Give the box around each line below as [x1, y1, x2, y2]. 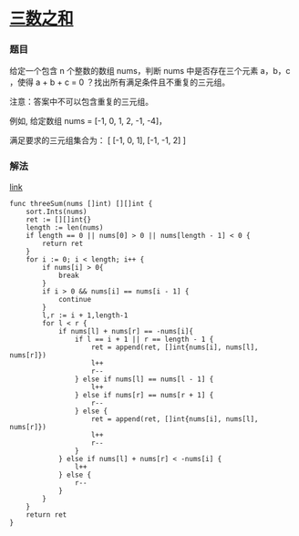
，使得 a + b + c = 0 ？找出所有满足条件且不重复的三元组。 [9, 77, 231, 88]
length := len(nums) [26, 222, 104, 232]
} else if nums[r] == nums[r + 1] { [74, 390, 214, 399]
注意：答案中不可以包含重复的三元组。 [9, 97, 153, 108]
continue [57, 294, 92, 304]
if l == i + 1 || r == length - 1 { [74, 335, 214, 344]
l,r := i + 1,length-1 [42, 311, 129, 320]
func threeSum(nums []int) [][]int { [9, 199, 153, 208]
